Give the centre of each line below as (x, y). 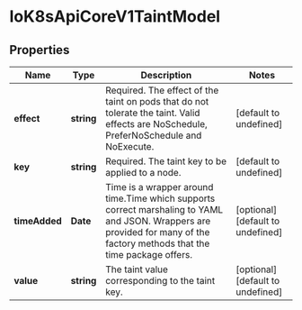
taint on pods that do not (157, 101)
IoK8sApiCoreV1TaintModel (115, 17)
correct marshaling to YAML (164, 210)
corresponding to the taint (160, 281)
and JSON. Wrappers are (158, 221)
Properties (40, 50)
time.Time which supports (160, 198)
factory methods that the (157, 243)
